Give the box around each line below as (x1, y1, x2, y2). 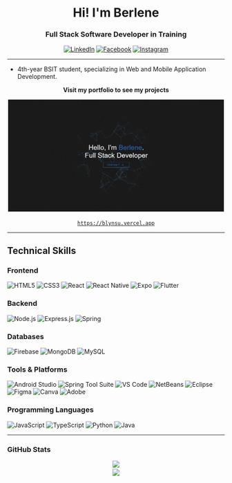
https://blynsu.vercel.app (77, 219, 155, 226)
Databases (7, 331, 44, 341)
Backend (7, 299, 38, 309)
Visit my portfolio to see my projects (63, 86, 169, 94)
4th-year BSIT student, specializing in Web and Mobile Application (17, 65, 206, 73)
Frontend (7, 266, 39, 275)
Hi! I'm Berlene (72, 5, 159, 21)
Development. (17, 73, 57, 81)
